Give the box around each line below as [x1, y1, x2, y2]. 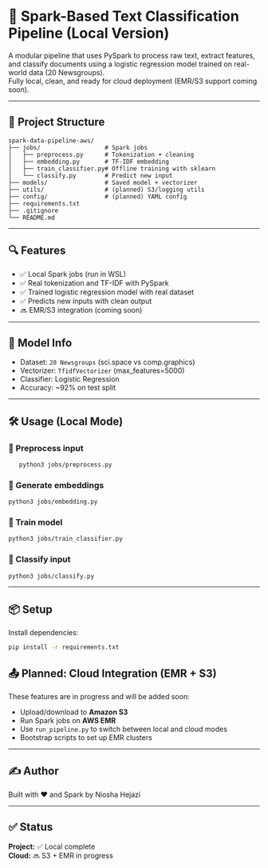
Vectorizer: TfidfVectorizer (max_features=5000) [19, 366, 185, 375]
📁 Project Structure [8, 115, 105, 129]
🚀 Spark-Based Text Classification [8, 7, 239, 26]
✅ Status [8, 820, 53, 834]
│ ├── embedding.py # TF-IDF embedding [8, 158, 170, 166]
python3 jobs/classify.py [8, 572, 94, 580]
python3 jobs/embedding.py [8, 498, 98, 506]
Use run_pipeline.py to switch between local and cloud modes [19, 724, 228, 734]
